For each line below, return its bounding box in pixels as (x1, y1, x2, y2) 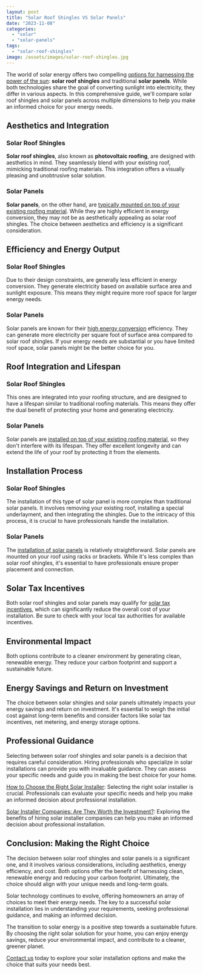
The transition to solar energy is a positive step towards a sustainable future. (6, 923, 198, 930)
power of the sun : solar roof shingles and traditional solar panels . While (6, 77, 187, 84)
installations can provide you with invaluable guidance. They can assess (6, 765, 187, 772)
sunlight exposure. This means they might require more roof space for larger (6, 289, 198, 296)
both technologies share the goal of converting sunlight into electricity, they (6, 83, 196, 91)
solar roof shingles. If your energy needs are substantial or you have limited (6, 338, 195, 345)
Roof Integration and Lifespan (6, 361, 121, 372)
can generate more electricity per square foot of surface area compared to (6, 331, 193, 338)
